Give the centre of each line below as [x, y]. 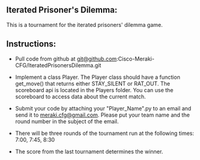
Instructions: [31, 44]
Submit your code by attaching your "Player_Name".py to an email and [103, 108]
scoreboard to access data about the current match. [80, 96]
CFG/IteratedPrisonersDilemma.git [58, 65]
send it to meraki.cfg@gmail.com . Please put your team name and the [102, 115]
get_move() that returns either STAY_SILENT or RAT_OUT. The [92, 83]
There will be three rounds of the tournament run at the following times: [105, 133]
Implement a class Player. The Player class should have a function [98, 77]
